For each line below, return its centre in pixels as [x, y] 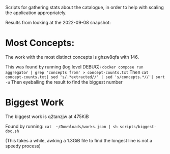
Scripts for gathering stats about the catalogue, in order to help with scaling [84, 7]
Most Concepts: [40, 43]
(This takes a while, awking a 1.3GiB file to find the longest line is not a [79, 140]
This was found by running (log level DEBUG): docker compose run [74, 67]
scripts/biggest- [138, 127]
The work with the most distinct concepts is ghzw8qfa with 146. [72, 57]
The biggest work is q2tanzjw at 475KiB [47, 117]
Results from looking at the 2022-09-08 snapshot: [58, 23]
